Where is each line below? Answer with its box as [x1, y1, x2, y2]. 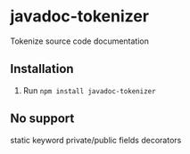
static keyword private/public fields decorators [10, 134, 182, 145]
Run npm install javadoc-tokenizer [22, 85, 156, 95]
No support [10, 111, 75, 126]
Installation [10, 61, 74, 77]
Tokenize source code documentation [10, 36, 150, 46]
